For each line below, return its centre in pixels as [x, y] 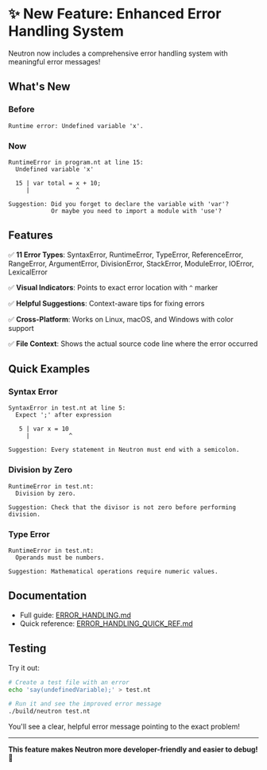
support [21, 328]
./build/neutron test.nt [49, 712]
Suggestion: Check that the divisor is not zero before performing [122, 507]
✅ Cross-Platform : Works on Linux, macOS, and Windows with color [121, 319]
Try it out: [24, 667]
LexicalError [28, 272]
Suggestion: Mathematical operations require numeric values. [113, 572]
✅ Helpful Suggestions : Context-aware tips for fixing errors [106, 303]
